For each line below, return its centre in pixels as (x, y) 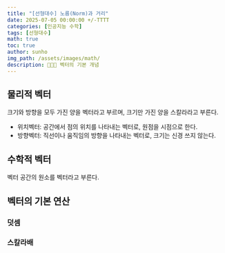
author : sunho (28, 52)
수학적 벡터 (29, 159)
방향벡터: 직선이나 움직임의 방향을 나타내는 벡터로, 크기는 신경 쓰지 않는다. (116, 136)
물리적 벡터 (29, 95)
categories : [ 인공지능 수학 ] (45, 26)
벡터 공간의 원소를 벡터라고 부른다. (53, 177)
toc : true (21, 45)
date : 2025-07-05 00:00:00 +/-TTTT (58, 20)
